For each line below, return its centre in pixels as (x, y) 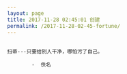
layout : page (26, 13)
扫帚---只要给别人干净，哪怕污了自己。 (55, 52)
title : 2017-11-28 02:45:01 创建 (54, 20)
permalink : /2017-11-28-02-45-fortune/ (64, 26)
